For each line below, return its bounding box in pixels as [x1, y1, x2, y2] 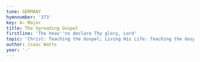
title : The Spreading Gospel [6, 25, 79, 31]
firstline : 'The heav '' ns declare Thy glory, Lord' [6, 31, 137, 37]
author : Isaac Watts [6, 42, 58, 48]
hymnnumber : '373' [6, 14, 52, 20]
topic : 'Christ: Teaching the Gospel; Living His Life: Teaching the [6, 36, 183, 42]
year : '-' [6, 47, 31, 53]
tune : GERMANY [6, 8, 42, 15]
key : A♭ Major [6, 19, 42, 25]
